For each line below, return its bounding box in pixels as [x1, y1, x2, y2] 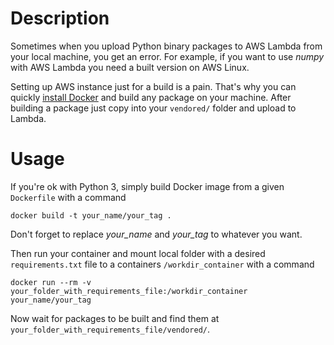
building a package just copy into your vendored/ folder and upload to [10, 102, 297, 114]
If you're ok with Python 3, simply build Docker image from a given [10, 180, 285, 192]
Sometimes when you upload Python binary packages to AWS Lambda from [10, 40, 323, 52]
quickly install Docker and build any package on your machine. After [10, 91, 292, 103]
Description [10, 7, 110, 30]
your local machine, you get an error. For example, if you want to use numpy [10, 50, 325, 62]
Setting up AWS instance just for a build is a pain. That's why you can [10, 80, 297, 92]
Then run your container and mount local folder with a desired [10, 247, 266, 259]
